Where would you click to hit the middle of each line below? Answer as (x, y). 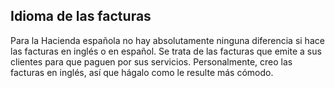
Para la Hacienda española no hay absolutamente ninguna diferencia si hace (167, 40)
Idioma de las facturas (81, 16)
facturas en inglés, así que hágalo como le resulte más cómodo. (142, 72)
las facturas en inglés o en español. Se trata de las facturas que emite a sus (166, 51)
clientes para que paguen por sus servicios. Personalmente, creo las (151, 61)
